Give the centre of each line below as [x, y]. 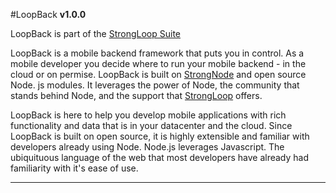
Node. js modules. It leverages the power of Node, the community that [155, 85]
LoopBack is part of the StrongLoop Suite [96, 33]
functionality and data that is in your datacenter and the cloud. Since [151, 125]
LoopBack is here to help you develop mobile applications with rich [148, 115]
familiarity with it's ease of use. [74, 168]
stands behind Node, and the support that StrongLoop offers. [136, 95]
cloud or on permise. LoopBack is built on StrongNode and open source [158, 74]
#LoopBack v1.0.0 [48, 14]
